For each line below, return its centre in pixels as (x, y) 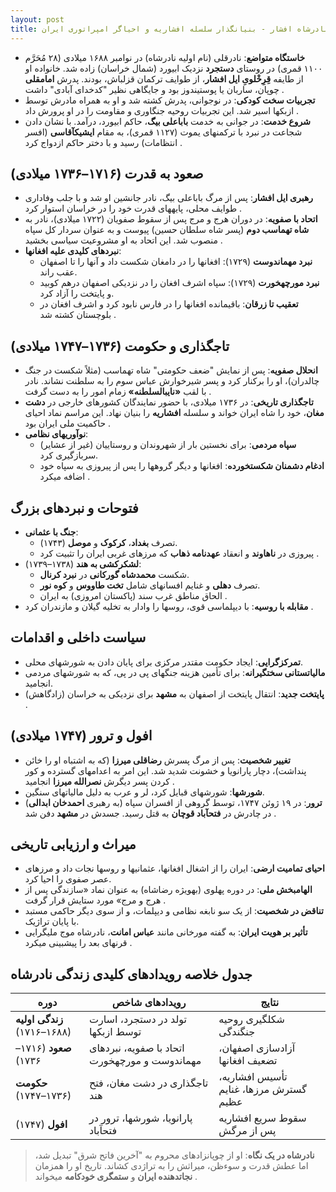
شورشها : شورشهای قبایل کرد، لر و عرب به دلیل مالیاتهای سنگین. (144, 792)
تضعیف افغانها (248, 1061)
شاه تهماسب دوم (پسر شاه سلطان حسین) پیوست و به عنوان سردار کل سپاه (167, 230)
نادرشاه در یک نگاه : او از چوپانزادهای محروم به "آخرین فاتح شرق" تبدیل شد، (174, 1155)
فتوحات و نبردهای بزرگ (74, 507)
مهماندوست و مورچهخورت (145, 1061)
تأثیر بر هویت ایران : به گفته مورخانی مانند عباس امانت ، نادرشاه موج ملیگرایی (166, 932)
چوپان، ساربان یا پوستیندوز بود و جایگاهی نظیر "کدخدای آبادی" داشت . (154, 89)
